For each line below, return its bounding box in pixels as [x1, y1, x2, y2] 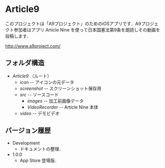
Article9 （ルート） [12, 73, 52, 79]
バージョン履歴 [5, 126, 51, 135]
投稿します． [5, 33, 31, 39]
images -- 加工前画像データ [27, 98, 84, 104]
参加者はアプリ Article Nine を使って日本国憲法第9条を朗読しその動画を [13, 26, 161, 33]
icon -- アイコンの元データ [19, 79, 75, 85]
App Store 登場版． [19, 157, 60, 163]
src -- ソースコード [19, 91, 59, 98]
